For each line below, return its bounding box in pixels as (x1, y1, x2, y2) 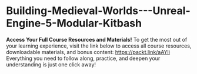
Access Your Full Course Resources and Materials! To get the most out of (6, 36, 188, 43)
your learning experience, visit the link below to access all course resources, (6, 42, 192, 49)
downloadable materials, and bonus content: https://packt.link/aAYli (6, 48, 171, 55)
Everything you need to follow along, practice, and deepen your (6, 55, 161, 62)
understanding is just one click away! (6, 60, 96, 68)
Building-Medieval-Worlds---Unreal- (6, 4, 191, 18)
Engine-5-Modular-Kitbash (6, 16, 142, 30)
